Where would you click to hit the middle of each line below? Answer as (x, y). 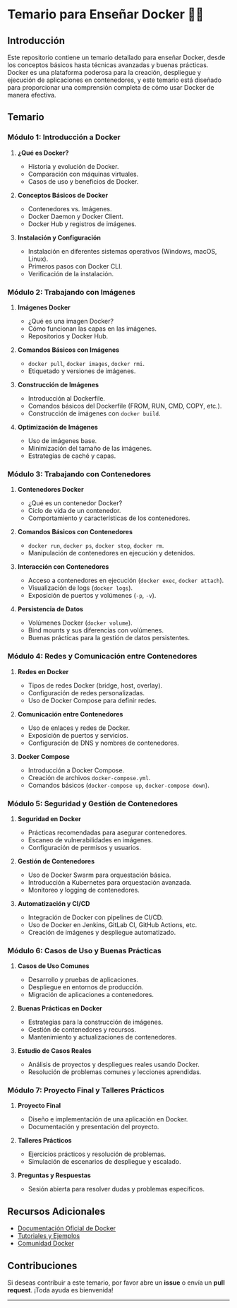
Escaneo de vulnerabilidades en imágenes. (90, 839)
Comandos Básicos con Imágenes (68, 350)
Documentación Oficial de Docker (67, 1228)
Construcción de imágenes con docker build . (94, 413)
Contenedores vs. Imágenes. (70, 208)
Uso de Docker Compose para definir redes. (92, 700)
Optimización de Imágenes (58, 427)
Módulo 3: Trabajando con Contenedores (79, 474)
